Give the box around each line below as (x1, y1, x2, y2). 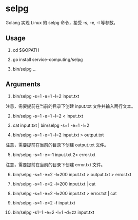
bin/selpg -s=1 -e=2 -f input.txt (12, 200, 75, 205)
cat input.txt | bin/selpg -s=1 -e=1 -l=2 (12, 122, 90, 128)
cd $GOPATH (12, 47, 39, 53)
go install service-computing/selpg (12, 57, 83, 62)
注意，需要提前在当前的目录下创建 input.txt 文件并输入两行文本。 (5, 103, 136, 109)
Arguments (5, 80, 41, 88)
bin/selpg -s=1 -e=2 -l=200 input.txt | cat (12, 181, 96, 187)
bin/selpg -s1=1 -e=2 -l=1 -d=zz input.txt (12, 209, 95, 215)
